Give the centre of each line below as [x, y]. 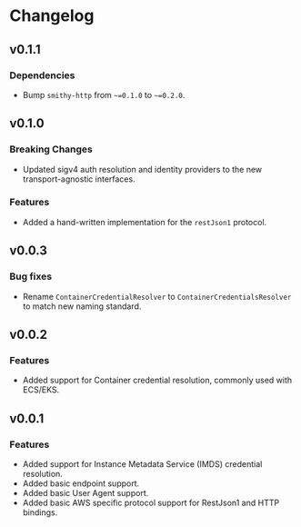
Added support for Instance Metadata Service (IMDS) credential [142, 463]
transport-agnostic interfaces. [79, 179]
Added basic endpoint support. [81, 483]
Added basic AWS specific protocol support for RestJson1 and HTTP [151, 502]
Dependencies [42, 75]
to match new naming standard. [82, 306]
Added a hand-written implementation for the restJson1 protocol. [145, 222]
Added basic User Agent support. [85, 492]
